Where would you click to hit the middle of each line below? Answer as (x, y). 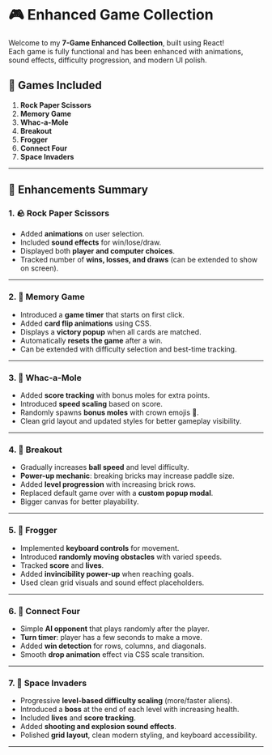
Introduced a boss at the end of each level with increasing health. (130, 710)
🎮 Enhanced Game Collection (111, 15)
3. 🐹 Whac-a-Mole (45, 377)
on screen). (39, 268)
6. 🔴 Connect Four (45, 611)
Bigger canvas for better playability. (79, 501)
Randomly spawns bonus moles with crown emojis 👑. (110, 412)
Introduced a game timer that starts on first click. (102, 314)
